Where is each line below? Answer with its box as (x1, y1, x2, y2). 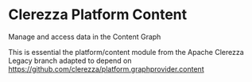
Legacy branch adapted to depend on (8, 56, 132, 65)
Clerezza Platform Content (8, 6, 188, 24)
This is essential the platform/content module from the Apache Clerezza (8, 47, 244, 57)
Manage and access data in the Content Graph (8, 32, 161, 41)
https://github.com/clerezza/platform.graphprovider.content (8, 64, 204, 73)
